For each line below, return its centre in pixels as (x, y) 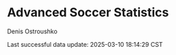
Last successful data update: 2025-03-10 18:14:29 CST (85, 44)
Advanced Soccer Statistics (88, 13)
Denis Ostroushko (33, 31)
